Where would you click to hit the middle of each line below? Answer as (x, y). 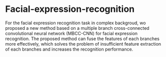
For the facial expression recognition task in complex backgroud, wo (75, 23)
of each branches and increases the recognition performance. (69, 49)
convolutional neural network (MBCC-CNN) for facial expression (71, 33)
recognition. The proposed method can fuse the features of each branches (82, 39)
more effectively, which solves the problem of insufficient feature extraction (83, 44)
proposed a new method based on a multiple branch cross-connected (77, 28)
